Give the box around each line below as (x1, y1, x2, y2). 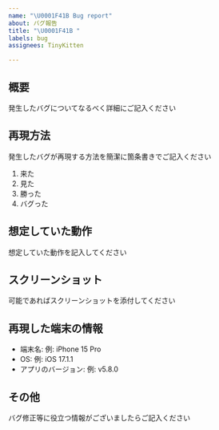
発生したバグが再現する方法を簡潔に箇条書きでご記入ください (8, 152, 212, 161)
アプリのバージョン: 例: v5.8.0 (19, 364, 118, 374)
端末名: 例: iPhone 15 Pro (19, 344, 102, 354)
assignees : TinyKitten (8, 42, 84, 50)
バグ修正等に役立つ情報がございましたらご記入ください (8, 413, 190, 422)
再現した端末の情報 (8, 322, 103, 335)
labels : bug (8, 34, 48, 43)
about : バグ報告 (8, 19, 58, 27)
